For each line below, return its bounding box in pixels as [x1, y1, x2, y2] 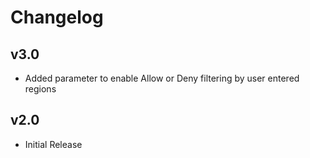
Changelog [10, 6, 104, 29]
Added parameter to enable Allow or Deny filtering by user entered [24, 72, 300, 84]
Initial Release [24, 138, 83, 150]
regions [24, 83, 57, 95]
